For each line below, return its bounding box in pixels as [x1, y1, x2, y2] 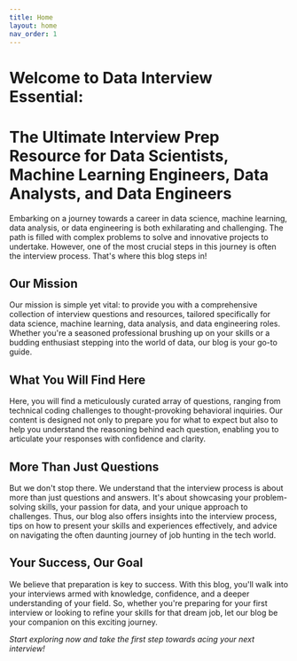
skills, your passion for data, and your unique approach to [37, 502, 248, 512]
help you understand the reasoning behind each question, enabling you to [9, 424, 279, 435]
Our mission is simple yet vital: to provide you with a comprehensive [9, 299, 258, 310]
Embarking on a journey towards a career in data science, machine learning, [9, 213, 288, 223]
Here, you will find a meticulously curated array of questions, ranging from [9, 396, 281, 407]
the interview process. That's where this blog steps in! [9, 250, 207, 261]
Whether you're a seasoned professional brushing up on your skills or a [9, 328, 270, 338]
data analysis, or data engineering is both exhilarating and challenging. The [9, 222, 284, 233]
